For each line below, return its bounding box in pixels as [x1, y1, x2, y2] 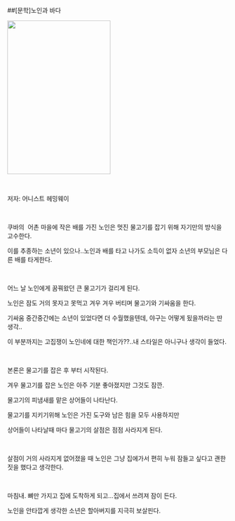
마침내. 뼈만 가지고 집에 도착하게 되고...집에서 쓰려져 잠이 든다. [7, 492, 177, 500]
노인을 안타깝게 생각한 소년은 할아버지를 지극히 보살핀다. [7, 506, 161, 515]
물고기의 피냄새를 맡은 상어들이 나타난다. [7, 396, 118, 404]
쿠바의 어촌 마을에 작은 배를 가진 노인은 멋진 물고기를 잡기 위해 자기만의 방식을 [7, 223, 222, 231]
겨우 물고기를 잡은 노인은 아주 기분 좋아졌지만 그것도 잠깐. [7, 381, 165, 389]
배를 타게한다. [14, 256, 53, 263]
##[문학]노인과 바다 [7, 6, 62, 14]
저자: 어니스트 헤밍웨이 [7, 194, 69, 202]
